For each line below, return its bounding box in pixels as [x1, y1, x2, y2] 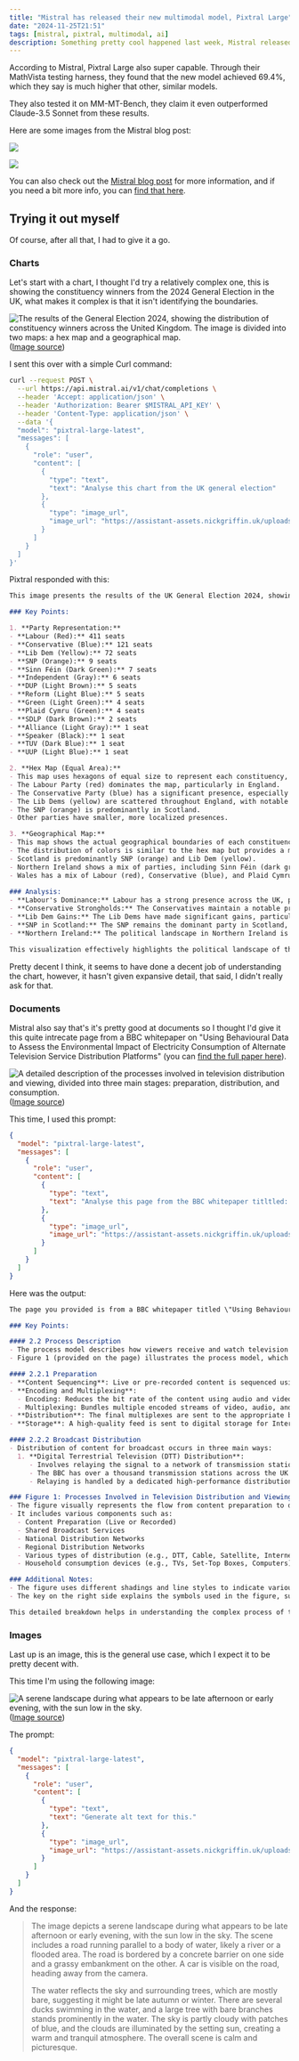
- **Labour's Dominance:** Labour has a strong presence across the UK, [9, 896, 285, 905]
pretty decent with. [9, 1659, 79, 1669]
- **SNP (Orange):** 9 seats [9, 656, 117, 666]
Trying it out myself [9, 211, 120, 226]
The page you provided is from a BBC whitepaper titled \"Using [9, 1305, 253, 1314]
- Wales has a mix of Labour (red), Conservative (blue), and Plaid [9, 871, 269, 880]
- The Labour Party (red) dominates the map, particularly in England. [9, 780, 280, 789]
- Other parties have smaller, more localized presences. [9, 814, 229, 823]
